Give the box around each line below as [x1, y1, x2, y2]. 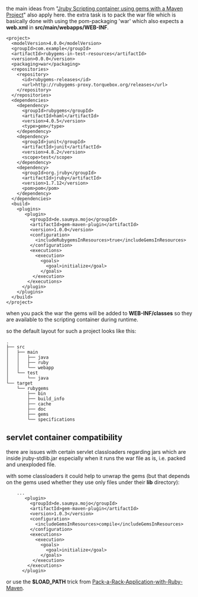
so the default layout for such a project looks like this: [6, 328, 137, 334]
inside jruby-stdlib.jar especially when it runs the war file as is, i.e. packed [6, 454, 186, 462]
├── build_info [27, 396, 65, 402]
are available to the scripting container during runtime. [6, 316, 139, 323]
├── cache [27, 401, 51, 407]
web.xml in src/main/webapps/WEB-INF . [6, 24, 109, 31]
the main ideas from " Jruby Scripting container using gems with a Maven [6, 5, 183, 12]
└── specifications [27, 417, 76, 422]
